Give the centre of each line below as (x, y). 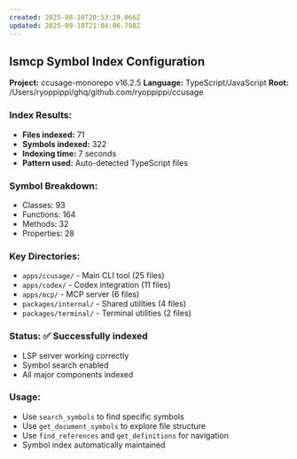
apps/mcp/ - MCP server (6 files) (81, 294)
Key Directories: (45, 256)
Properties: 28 (48, 233)
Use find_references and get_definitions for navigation (125, 435)
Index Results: (41, 115)
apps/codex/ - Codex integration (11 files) (96, 285)
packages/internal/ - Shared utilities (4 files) (104, 304)
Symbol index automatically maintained (94, 445)
